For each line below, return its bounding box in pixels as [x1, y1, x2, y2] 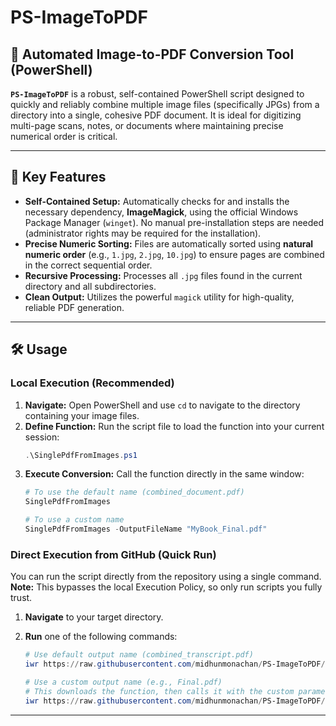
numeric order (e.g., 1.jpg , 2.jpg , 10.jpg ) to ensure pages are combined [24, 248, 325, 260]
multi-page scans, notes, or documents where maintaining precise [10, 120, 284, 131]
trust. [10, 592, 33, 604]
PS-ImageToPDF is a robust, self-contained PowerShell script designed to [10, 88, 305, 100]
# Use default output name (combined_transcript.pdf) [24, 650, 254, 660]
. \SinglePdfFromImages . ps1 [24, 450, 138, 460]
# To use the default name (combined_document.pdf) [24, 487, 245, 498]
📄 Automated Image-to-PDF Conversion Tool [10, 46, 295, 63]
